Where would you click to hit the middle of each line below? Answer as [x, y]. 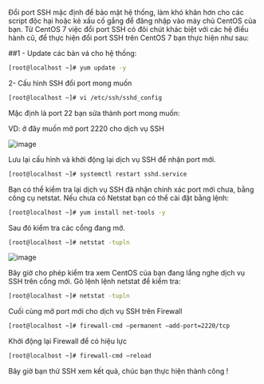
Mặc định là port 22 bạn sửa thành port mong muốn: [95, 113]
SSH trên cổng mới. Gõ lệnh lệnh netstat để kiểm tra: [95, 281]
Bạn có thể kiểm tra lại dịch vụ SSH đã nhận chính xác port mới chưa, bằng [131, 189]
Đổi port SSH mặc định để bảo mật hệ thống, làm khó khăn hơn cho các [126, 12]
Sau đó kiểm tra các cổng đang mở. [67, 228]
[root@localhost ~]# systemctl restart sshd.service [98, 174]
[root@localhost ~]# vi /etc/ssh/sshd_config [85, 97]
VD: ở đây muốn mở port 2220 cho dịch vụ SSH [87, 129]
